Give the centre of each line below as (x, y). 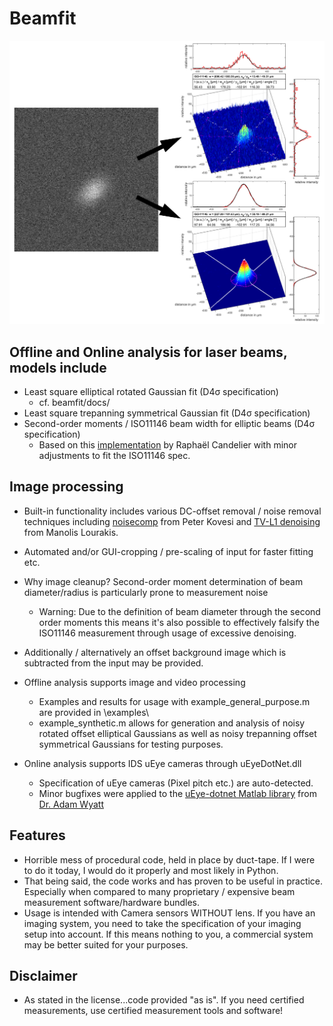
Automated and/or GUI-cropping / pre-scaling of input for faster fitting (168, 551)
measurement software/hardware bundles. (112, 902)
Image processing (66, 487)
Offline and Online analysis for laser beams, (148, 352)
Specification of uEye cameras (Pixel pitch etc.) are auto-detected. (176, 783)
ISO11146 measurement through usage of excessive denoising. (167, 633)
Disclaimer (43, 976)
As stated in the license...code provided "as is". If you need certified (164, 1000)
